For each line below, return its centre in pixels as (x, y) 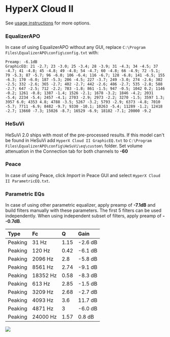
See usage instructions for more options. (48, 23)
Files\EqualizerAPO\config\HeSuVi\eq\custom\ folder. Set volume (74, 146)
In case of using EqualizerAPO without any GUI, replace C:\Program (76, 47)
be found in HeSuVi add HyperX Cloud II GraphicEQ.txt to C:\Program (79, 140)
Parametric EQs (25, 194)
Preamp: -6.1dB (21, 62)
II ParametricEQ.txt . (28, 181)
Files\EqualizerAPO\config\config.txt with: (52, 53)
